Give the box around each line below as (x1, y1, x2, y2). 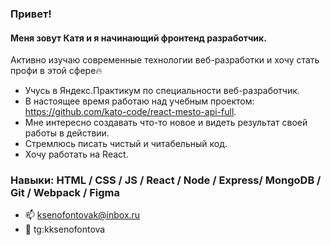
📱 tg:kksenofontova (24, 223, 106, 236)
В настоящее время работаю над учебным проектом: (24, 95, 255, 107)
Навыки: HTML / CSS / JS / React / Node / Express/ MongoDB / (10, 173, 322, 187)
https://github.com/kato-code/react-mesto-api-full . (24, 106, 237, 118)
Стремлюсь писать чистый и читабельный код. (24, 138, 228, 150)
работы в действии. (24, 127, 110, 139)
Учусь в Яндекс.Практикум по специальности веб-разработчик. (24, 85, 300, 97)
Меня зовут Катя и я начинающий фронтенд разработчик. (10, 32, 267, 44)
